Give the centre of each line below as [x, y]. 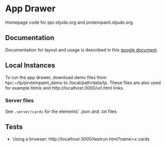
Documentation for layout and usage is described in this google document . [82, 49]
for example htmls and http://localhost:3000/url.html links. [65, 88]
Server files [19, 100]
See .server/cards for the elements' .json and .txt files [61, 111]
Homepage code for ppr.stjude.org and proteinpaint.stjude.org [69, 22]
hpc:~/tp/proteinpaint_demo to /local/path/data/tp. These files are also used [83, 83]
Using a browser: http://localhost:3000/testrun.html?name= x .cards [81, 139]
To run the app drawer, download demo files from [56, 77]
